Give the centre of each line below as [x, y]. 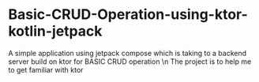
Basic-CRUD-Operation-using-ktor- [128, 15]
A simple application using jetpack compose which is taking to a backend [128, 53]
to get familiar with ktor [46, 69]
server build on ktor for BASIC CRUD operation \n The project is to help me [130, 61]
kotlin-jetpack [55, 31]
